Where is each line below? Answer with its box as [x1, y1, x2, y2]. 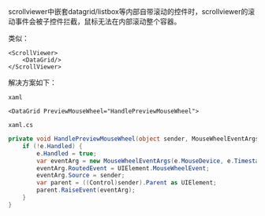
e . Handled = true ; [36, 149, 97, 158]
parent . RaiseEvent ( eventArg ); [36, 186, 136, 195]
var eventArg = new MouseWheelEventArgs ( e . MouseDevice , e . [36, 157, 235, 165]
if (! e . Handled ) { [22, 142, 83, 150]
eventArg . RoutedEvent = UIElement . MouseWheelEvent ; [36, 164, 211, 172]
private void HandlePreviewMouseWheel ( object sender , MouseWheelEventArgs [8, 135, 259, 143]
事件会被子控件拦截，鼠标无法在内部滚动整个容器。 [14, 17, 181, 26]
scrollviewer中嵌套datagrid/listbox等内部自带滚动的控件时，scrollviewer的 [8, 7, 248, 16]
